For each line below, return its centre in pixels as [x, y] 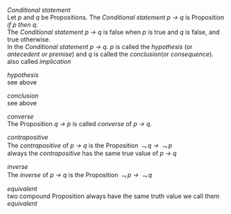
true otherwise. [29, 39]
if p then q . [23, 25]
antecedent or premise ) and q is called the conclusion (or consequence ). [110, 54]
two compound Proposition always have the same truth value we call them [113, 196]
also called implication [39, 61]
